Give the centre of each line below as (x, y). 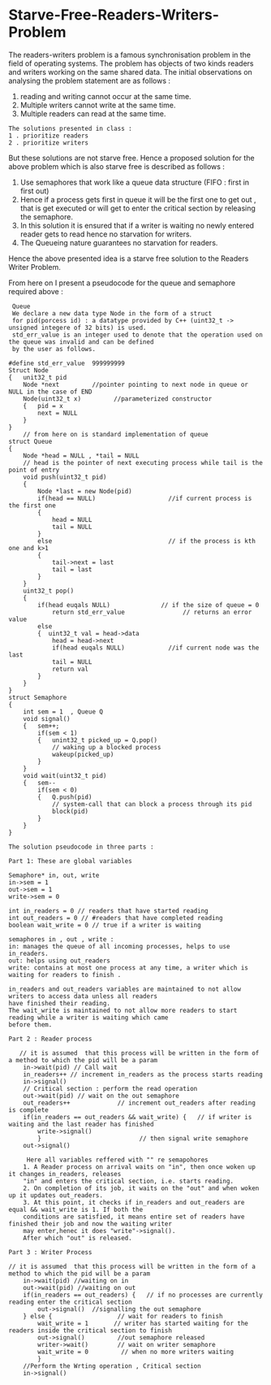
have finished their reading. (60, 1003)
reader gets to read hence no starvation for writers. (106, 234)
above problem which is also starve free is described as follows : (117, 166)
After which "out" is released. (77, 1238)
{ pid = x (43, 406)
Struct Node (28, 370)
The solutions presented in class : (70, 128)
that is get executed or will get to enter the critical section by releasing (138, 208)
